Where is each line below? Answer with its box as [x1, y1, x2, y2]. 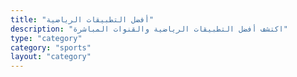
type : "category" [10, 33, 83, 43]
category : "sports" [10, 42, 92, 53]
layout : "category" [10, 52, 92, 62]
